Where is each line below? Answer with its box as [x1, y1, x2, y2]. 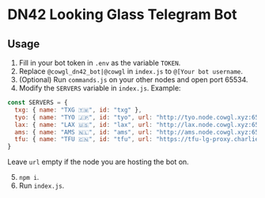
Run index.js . [18, 181, 65, 191]
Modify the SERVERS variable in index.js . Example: [18, 83, 181, 93]
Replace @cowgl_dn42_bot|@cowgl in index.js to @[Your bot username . [18, 67, 243, 76]
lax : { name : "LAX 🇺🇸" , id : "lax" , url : [14, 120, 153, 128]
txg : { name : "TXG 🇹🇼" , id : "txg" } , [14, 105, 142, 114]
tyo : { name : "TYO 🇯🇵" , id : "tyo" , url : [14, 113, 153, 121]
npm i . [18, 173, 40, 182]
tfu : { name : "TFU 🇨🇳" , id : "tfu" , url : [14, 135, 153, 143]
